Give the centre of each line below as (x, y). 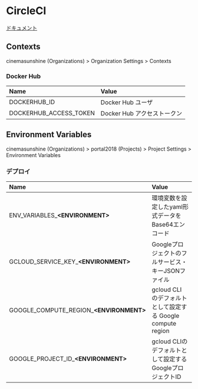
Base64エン (169, 225)
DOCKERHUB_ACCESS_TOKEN (52, 113)
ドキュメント (22, 28)
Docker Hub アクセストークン (141, 114)
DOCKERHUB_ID (32, 102)
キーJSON (166, 271)
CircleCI (26, 11)
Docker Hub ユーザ (127, 102)
